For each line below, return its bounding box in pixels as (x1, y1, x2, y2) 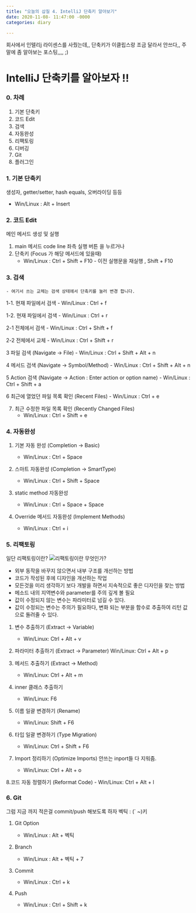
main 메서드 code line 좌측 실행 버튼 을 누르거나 (14, 243, 125, 250)
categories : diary (6, 19, 51, 25)
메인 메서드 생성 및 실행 (6, 231, 60, 238)
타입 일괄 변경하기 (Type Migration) (14, 731, 97, 738)
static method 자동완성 (14, 489, 68, 496)
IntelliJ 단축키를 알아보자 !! (6, 71, 129, 85)
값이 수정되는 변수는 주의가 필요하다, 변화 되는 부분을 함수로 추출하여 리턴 (14, 604, 182, 611)
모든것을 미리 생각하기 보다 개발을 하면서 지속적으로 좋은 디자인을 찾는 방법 (14, 582, 185, 589)
